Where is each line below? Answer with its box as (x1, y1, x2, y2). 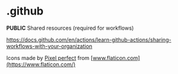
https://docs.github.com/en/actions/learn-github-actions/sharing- (6, 36, 172, 43)
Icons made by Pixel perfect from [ (6, 54, 93, 61)
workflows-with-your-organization (6, 42, 93, 50)
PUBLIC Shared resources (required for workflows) (6, 24, 134, 32)
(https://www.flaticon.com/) (6, 61, 76, 68)
